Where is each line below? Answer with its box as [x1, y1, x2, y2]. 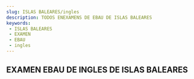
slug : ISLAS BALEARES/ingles [6, 8, 80, 15]
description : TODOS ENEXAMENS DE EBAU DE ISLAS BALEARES [6, 14, 152, 21]
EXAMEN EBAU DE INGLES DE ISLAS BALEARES [6, 65, 189, 75]
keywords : [6, 20, 31, 26]
